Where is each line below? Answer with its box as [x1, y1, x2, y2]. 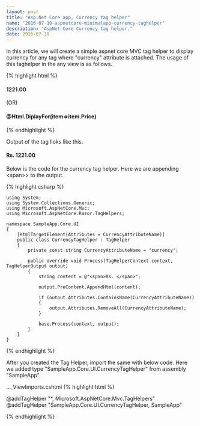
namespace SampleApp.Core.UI [6, 221, 79, 227]
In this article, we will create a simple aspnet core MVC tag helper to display [6, 47, 194, 55]
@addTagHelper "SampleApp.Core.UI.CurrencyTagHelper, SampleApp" [6, 401, 182, 409]
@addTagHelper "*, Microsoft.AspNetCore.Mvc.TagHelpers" [6, 395, 156, 402]
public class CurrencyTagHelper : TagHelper [17, 237, 130, 243]
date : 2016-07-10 [6, 31, 50, 37]
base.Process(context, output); [38, 321, 120, 327]
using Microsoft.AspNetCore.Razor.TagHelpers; [6, 210, 125, 216]
